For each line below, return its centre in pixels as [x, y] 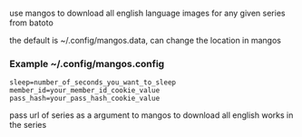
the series [28, 125]
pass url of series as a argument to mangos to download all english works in [151, 115]
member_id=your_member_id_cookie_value [85, 91]
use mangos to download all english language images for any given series [147, 13]
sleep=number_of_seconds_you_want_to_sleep [93, 83]
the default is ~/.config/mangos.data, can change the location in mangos [145, 40]
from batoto [32, 23]
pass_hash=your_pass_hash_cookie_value [85, 99]
